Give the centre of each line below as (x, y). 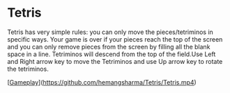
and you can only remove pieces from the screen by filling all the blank (109, 46)
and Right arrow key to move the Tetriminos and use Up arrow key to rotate (115, 61)
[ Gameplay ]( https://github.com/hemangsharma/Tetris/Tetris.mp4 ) (102, 82)
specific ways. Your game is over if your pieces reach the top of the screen (115, 39)
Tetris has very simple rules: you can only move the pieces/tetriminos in (110, 32)
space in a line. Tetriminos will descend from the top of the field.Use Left (112, 54)
